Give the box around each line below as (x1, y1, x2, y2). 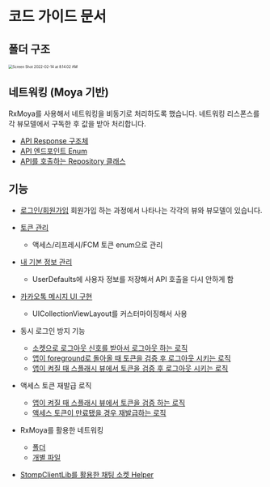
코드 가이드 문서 (8, 7, 107, 26)
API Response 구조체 (19, 135, 89, 146)
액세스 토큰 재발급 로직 (19, 380, 92, 390)
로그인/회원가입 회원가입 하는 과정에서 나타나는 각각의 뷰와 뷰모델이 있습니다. (19, 205, 263, 215)
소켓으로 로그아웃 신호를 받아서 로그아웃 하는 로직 (32, 343, 188, 352)
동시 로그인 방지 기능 (19, 326, 86, 335)
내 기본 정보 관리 (19, 257, 73, 267)
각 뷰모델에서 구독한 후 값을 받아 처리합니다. (8, 118, 147, 128)
